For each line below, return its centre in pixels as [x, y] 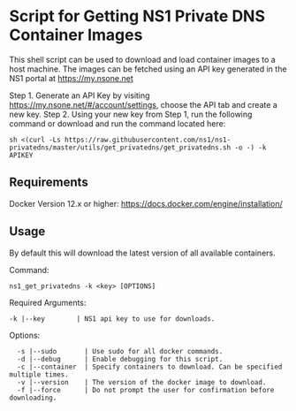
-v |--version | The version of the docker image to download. [142, 382]
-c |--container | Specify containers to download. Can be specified [150, 367]
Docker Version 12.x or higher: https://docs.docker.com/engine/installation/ [146, 203]
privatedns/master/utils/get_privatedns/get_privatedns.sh [120, 148]
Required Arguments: [48, 302]
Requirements [49, 183]
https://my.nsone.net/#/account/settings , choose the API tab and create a [144, 104]
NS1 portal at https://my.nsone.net [72, 78]
